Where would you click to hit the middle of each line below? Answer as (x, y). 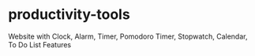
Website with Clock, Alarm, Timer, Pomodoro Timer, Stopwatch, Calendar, (128, 36)
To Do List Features (40, 44)
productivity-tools (69, 15)
